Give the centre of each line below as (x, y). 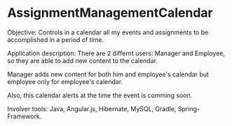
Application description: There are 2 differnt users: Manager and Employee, (116, 53)
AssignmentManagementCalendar (110, 13)
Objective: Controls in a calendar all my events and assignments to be (108, 32)
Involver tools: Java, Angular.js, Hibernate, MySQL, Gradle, (92, 108)
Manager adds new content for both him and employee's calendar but (108, 74)
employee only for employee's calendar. (65, 81)
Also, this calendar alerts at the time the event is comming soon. (100, 95)
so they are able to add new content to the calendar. (82, 60)
